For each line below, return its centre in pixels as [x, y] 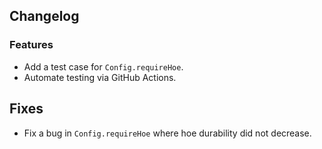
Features [31, 45]
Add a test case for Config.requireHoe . [103, 66]
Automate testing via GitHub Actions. [100, 77]
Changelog [44, 16]
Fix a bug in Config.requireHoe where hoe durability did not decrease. [167, 133]
